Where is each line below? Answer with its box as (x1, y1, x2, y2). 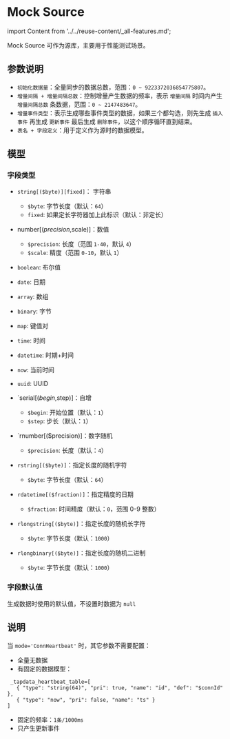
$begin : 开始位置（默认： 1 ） (27, 408, 107, 417)
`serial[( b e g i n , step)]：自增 (17, 394, 92, 402)
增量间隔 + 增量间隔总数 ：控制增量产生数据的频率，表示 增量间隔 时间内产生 (17, 91, 222, 100)
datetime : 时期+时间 (17, 351, 74, 359)
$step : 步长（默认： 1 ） (27, 417, 92, 425)
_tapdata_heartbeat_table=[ (10, 678, 91, 685)
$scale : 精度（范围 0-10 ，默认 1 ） (27, 249, 123, 257)
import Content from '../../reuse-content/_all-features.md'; (7, 27, 171, 35)
